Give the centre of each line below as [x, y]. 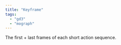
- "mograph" [22, 23]
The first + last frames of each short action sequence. [61, 38]
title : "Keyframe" [24, 10]
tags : [11, 14]
